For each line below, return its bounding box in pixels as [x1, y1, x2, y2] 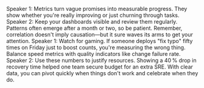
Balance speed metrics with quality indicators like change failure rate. [6, 50, 181, 57]
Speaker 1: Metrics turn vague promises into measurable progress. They [6, 5, 188, 12]
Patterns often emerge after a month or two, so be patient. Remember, [6, 24, 183, 32]
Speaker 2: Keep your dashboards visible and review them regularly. [6, 18, 178, 25]
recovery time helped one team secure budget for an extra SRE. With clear [6, 63, 194, 70]
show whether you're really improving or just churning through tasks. [6, 12, 180, 19]
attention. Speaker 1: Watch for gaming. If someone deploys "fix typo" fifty [6, 38, 193, 44]
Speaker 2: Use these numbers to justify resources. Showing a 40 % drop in [6, 57, 197, 64]
